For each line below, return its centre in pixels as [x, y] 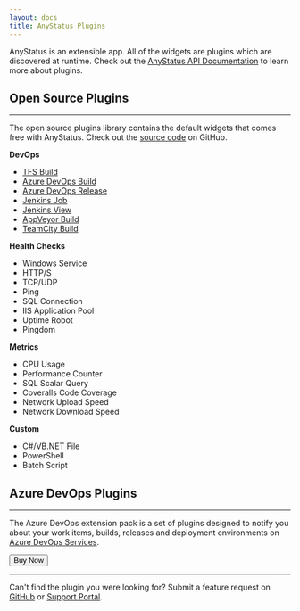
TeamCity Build [50, 229]
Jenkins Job [45, 201]
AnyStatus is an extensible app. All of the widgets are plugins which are [141, 51]
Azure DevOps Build [59, 182]
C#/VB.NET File [51, 446]
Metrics [24, 347]
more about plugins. [46, 70]
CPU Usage [43, 364]
